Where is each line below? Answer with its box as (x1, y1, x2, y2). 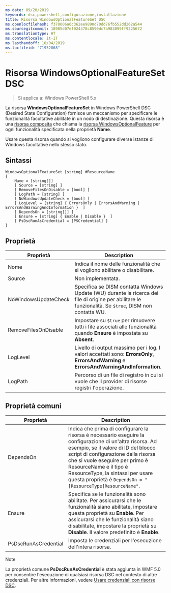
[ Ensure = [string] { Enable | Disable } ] (14, 214, 113, 219)
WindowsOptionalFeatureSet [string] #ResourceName (5, 170, 115, 175)
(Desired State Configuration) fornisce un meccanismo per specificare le (5, 110, 158, 116)
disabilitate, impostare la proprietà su (68, 522, 157, 529)
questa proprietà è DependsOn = (68, 476, 142, 483)
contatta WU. (74, 308, 106, 316)
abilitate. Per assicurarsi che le (68, 497, 141, 504)
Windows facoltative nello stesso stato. (5, 141, 88, 147)
